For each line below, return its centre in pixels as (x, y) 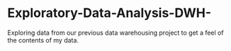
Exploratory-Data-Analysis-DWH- (109, 13)
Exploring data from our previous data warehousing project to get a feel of (116, 33)
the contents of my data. (43, 40)
